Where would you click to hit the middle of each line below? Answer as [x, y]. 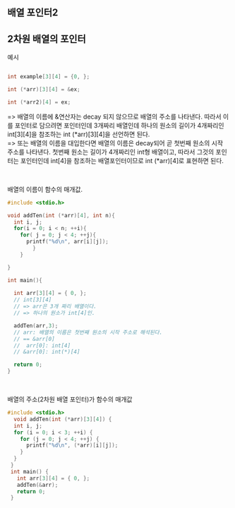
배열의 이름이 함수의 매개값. [45, 189]
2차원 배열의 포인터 [47, 38]
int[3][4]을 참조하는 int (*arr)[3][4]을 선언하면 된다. [79, 134]
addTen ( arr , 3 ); [36, 326]
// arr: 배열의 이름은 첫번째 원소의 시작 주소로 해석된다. [88, 332]
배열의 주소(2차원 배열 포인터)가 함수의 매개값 [70, 399]
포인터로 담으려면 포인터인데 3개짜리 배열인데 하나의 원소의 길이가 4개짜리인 [119, 125]
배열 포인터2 [33, 13]
